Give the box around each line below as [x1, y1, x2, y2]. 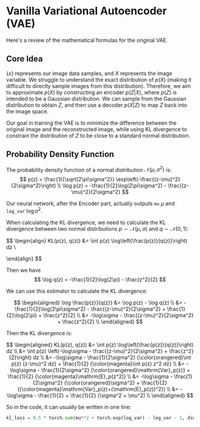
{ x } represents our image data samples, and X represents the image [6, 70, 173, 77]
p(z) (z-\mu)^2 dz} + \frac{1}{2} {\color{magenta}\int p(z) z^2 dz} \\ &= [11, 360, 185, 367]
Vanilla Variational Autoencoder [6, 4, 167, 18]
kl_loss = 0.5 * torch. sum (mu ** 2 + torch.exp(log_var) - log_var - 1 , [6, 414, 185, 421]
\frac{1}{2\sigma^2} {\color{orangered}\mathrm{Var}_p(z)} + [41, 366, 190, 373]
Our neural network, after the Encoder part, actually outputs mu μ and [6, 200, 175, 207]
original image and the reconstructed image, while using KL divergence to [6, 125, 187, 132]
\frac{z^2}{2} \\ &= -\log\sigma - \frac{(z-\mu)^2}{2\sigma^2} [43, 311, 194, 318]
